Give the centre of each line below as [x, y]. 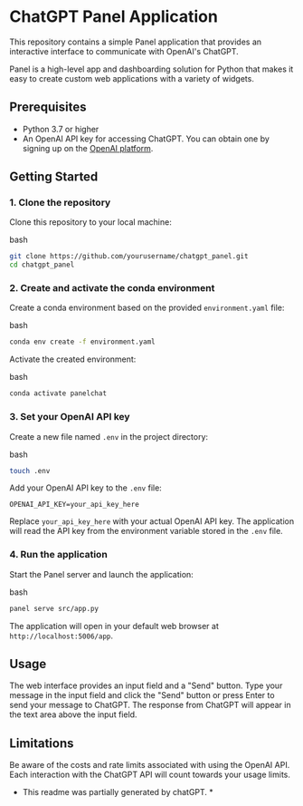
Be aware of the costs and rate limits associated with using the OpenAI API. [150, 765]
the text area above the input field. [73, 714]
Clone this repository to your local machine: [90, 222]
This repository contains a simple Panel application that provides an [136, 42]
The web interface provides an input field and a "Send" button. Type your [146, 685]
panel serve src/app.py [54, 608]
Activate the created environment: [73, 359]
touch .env [30, 471]
